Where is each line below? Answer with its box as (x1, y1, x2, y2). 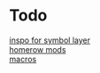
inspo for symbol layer (9, 35, 91, 45)
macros (9, 53, 37, 64)
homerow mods (9, 44, 66, 54)
